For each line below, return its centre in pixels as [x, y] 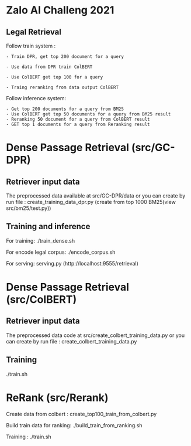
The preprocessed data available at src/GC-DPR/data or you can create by [96, 196]
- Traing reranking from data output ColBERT [62, 87]
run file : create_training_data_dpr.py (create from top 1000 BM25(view [91, 202]
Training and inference [48, 227]
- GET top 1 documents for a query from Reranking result [78, 124]
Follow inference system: [36, 98]
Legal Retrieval [34, 32]
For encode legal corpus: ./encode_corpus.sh [61, 252]
